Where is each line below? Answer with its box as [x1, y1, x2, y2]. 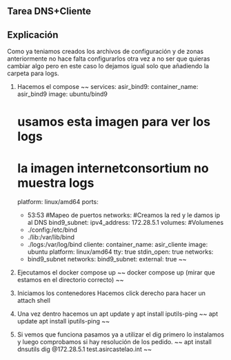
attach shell [17, 297, 50, 305]
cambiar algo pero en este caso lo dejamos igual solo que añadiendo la [7, 62, 209, 70]
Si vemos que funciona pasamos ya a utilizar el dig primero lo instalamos [17, 330, 225, 339]
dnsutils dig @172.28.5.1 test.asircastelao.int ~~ [17, 345, 152, 354]
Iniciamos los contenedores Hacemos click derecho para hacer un [17, 289, 205, 297]
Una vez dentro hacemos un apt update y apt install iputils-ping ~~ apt [17, 310, 219, 318]
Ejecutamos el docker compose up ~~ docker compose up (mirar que [17, 268, 215, 277]
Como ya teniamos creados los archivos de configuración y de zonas [7, 48, 204, 56]
